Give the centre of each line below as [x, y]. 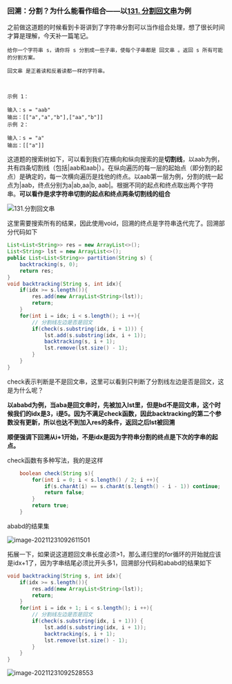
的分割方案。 [23, 58]
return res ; [37, 271]
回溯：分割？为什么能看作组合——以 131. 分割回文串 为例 [99, 10]
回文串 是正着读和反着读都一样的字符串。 [58, 71]
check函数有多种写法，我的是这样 [55, 460]
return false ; [64, 493]
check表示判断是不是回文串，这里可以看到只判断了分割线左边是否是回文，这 [116, 381]
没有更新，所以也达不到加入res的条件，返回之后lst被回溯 [94, 422]
